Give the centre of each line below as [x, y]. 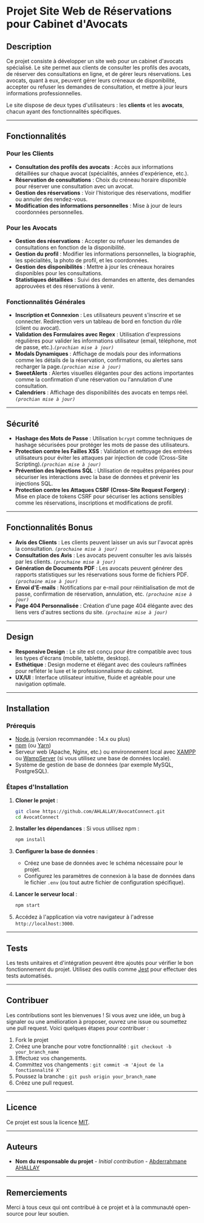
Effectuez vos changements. [51, 1058]
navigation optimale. [40, 684]
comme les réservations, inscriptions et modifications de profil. [94, 503]
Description [29, 46]
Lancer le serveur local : [46, 894]
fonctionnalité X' [38, 1070]
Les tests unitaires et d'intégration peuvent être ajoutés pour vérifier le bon [100, 963]
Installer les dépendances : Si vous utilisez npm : [77, 829]
